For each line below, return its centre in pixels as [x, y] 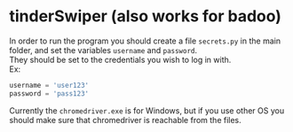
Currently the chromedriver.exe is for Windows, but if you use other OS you [147, 110]
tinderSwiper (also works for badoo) [146, 16]
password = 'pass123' [49, 93]
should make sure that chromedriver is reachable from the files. [125, 120]
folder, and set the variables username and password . [103, 50]
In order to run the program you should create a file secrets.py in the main [145, 41]
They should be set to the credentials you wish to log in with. [120, 59]
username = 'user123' [49, 85]
